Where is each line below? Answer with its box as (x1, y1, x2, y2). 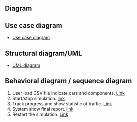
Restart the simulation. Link (12, 111, 69, 117)
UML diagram (12, 62, 41, 68)
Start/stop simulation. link (12, 95, 65, 101)
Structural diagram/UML (5, 49, 82, 57)
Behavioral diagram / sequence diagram (5, 77, 132, 85)
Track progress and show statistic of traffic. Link (12, 100, 112, 107)
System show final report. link (12, 106, 74, 112)
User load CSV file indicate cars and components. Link (12, 90, 125, 96)
